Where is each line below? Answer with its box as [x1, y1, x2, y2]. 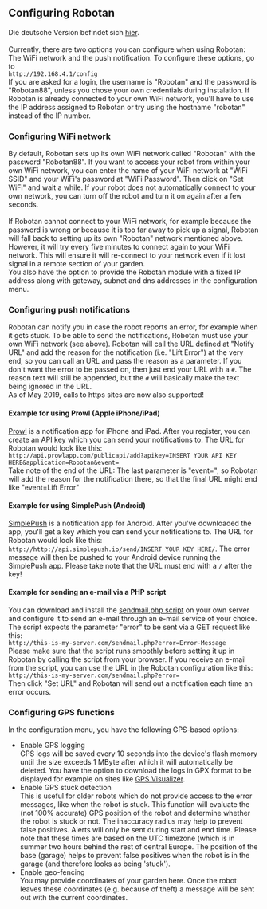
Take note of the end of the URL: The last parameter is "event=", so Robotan [8, 466, 259, 475]
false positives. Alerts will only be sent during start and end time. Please [19, 825, 257, 835]
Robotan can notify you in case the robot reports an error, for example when [8, 322, 259, 332]
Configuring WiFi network [8, 131, 112, 142]
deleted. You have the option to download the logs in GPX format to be [19, 765, 252, 776]
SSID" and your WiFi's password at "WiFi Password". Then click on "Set [8, 175, 245, 184]
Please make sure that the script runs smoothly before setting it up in [8, 646, 235, 656]
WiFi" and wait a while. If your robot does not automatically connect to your [8, 183, 257, 192]
